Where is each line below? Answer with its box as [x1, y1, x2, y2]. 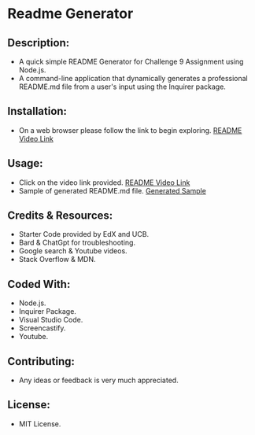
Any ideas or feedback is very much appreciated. [18, 375, 179, 385]
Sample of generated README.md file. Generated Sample [18, 186, 206, 195]
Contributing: [7, 355, 76, 368]
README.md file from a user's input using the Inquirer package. [18, 82, 226, 91]
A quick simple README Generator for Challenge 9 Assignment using [18, 57, 244, 66]
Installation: [7, 105, 68, 118]
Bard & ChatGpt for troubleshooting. [18, 238, 135, 248]
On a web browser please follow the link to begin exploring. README [18, 125, 242, 135]
